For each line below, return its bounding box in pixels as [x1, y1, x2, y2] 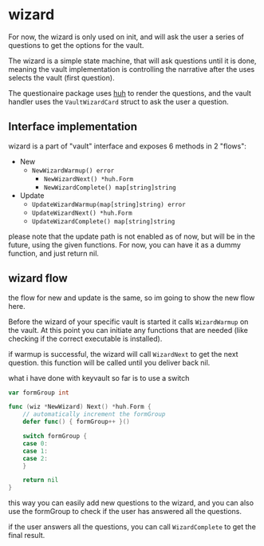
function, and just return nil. [8, 248, 100, 258]
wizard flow [8, 271, 68, 285]
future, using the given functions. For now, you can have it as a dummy [8, 239, 242, 249]
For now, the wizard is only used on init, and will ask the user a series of [8, 32, 245, 42]
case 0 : [22, 439, 48, 448]
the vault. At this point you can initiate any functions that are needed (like [8, 325, 249, 334]
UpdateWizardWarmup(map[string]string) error [31, 200, 186, 208]
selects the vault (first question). [8, 73, 115, 82]
